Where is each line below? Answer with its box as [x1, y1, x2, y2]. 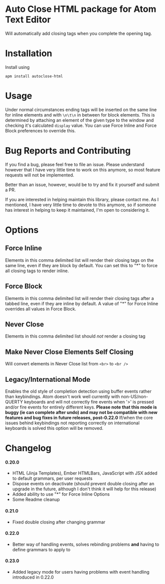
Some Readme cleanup [12, 497, 60, 503]
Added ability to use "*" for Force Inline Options [12, 491, 110, 497]
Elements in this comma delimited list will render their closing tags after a [5, 295, 154, 301]
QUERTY [5, 399, 23, 405]
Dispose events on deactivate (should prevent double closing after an [12, 481, 155, 487]
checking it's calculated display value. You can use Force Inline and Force [5, 122, 157, 128]
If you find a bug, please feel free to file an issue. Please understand [5, 161, 145, 167]
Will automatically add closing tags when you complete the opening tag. [5, 30, 152, 36]
